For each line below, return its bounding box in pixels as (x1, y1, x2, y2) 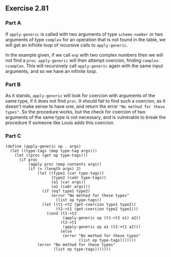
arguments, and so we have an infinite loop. (5, 68, 97, 74)
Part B (5, 81, 21, 88)
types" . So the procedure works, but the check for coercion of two (5, 108, 146, 114)
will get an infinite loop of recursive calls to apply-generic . (5, 42, 128, 48)
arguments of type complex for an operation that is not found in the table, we (5, 36, 166, 42)
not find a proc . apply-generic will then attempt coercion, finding (5, 57, 142, 63)
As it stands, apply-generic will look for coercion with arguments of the (5, 92, 155, 99)
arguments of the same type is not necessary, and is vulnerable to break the (5, 114, 166, 120)
